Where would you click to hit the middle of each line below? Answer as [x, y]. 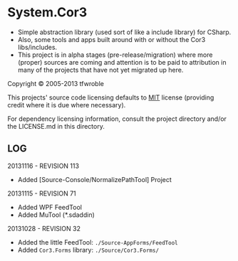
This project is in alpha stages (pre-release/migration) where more [115, 55]
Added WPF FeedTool [50, 207]
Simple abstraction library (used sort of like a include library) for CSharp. [124, 32]
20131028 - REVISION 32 [44, 228]
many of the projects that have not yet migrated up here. [100, 70]
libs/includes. [37, 47]
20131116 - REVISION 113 [43, 166]
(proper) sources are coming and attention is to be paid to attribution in [122, 62]
